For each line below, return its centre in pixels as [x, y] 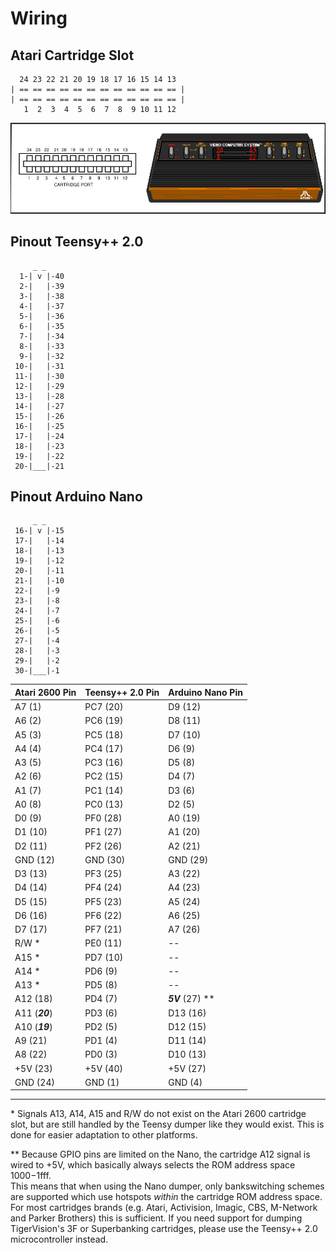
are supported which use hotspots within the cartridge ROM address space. [166, 1197]
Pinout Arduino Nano [76, 497]
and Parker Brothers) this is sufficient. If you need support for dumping [156, 1218]
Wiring [39, 18]
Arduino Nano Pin [205, 692]
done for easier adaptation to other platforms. [104, 1135]
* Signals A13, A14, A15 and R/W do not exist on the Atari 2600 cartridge [158, 1114]
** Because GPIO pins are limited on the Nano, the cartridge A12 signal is [160, 1154]
